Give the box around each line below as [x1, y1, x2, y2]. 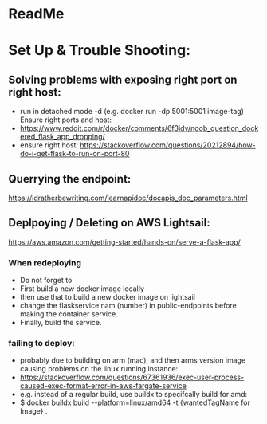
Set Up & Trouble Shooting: [8, 41, 191, 60]
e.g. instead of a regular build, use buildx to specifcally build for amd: [19, 390, 248, 399]
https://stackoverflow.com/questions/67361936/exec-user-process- [19, 372, 245, 383]
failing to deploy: [8, 338, 75, 349]
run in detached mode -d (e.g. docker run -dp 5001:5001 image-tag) [19, 107, 245, 116]
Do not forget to [19, 276, 73, 285]
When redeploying [8, 257, 82, 268]
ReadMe [8, 5, 65, 23]
